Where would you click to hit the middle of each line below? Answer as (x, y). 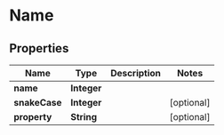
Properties (39, 48)
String (84, 117)
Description (136, 73)
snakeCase (38, 103)
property (33, 117)
